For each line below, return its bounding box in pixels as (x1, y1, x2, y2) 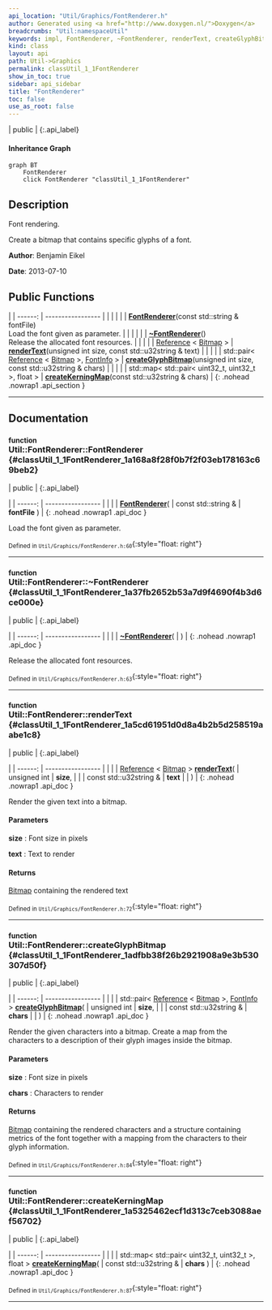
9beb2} (8, 465, 39, 476)
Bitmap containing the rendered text (8, 886, 129, 896)
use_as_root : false (8, 102, 74, 110)
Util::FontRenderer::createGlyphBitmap (8, 939, 167, 950)
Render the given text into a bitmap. (8, 797, 128, 806)
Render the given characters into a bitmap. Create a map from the (8, 1027, 228, 1036)
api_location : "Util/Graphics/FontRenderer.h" (8, 11, 168, 20)
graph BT (8, 162, 38, 170)
